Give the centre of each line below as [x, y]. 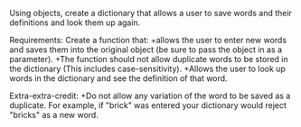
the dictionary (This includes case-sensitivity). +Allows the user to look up [148, 68]
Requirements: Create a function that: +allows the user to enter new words [148, 40]
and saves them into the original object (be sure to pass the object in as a [146, 50]
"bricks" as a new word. [54, 115]
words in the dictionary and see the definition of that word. [118, 78]
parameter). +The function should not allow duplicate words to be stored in [149, 59]
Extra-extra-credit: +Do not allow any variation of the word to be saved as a [150, 95]
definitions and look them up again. [75, 23]
